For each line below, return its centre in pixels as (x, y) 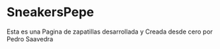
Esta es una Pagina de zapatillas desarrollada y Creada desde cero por (110, 31)
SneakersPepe (51, 12)
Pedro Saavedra (30, 38)
